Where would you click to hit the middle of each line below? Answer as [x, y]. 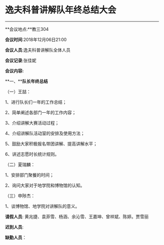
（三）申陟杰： [20, 196]
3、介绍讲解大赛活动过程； [32, 122]
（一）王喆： [18, 92]
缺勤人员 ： [16, 237]
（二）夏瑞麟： [20, 164]
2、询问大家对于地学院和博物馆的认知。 [45, 185]
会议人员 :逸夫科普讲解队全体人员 [38, 50]
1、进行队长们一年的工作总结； [36, 102]
